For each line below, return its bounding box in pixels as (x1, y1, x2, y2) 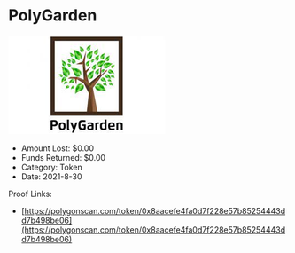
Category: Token (20, 162, 82, 172)
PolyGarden (8, 5, 97, 26)
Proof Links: (8, 188, 52, 199)
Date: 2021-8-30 (20, 170, 82, 182)
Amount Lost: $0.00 (20, 143, 95, 154)
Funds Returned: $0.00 (20, 152, 106, 162)
